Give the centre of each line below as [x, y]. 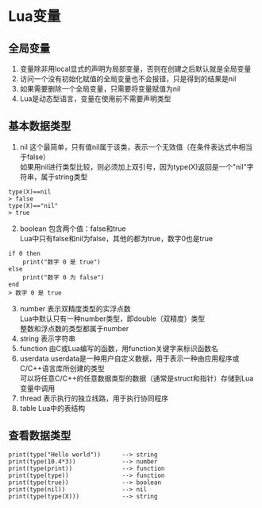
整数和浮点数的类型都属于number [74, 328]
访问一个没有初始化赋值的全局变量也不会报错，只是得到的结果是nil [128, 79]
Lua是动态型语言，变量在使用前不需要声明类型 [95, 99]
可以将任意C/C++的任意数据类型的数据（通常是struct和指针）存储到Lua [137, 378]
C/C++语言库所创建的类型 [62, 368]
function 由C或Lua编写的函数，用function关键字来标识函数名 [119, 348]
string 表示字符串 [48, 338]
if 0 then [25, 253]
